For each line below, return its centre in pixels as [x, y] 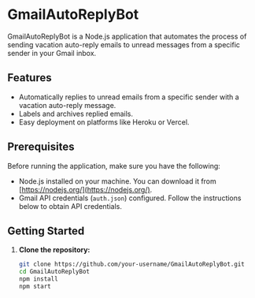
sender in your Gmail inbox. [52, 53]
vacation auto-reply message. [67, 105]
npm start [35, 286]
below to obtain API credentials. [70, 206]
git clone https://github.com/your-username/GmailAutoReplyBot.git [131, 264]
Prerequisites [41, 147]
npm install [38, 279]
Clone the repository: [54, 250]
